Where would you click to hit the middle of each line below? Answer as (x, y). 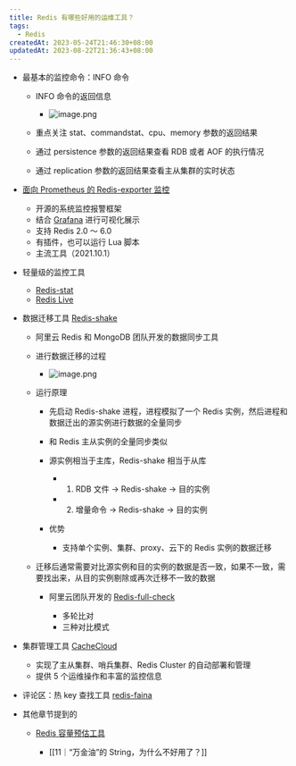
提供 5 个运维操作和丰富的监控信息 (99, 677)
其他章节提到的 (49, 714)
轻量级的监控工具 (53, 273)
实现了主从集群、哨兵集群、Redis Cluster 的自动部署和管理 (143, 665)
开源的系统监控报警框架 (78, 209)
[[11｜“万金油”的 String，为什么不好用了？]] (128, 753)
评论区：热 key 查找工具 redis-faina (87, 695)
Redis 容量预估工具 (70, 733)
